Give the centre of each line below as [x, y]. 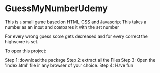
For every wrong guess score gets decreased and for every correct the [76, 36]
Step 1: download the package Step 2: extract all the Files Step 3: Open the [80, 60]
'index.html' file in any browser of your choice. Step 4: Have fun [69, 65]
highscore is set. [22, 41]
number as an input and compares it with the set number [62, 27]
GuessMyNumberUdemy [57, 8]
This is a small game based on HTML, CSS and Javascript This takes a [76, 22]
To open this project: [26, 51]
